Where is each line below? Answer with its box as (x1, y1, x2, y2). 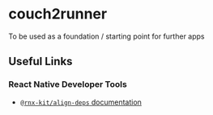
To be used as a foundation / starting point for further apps (8, 31, 205, 41)
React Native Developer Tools (8, 79, 127, 90)
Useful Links (8, 55, 73, 68)
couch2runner (8, 5, 108, 23)
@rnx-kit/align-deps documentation (19, 97, 142, 107)
